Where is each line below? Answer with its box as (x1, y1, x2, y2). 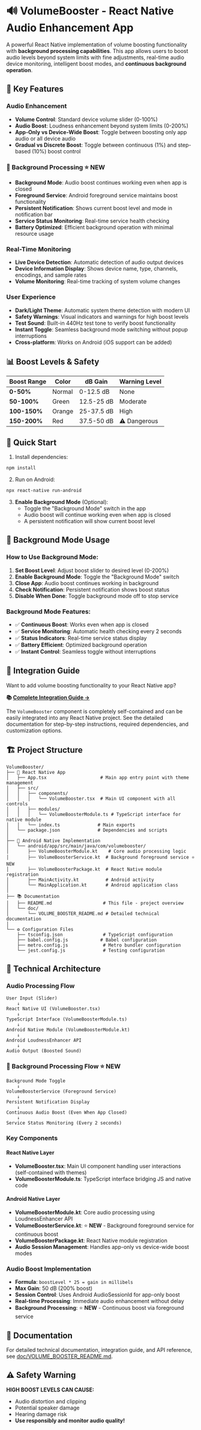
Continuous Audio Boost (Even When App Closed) (6, 1109, 128, 1115)
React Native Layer (6, 1149, 55, 1156)
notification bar (14, 210, 53, 218)
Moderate (119, 397, 147, 406)
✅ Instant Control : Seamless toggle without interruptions (14, 648, 157, 655)
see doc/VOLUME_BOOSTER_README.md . (6, 1352, 113, 1360)
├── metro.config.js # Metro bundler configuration (17, 942, 181, 948)
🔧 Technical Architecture (6, 963, 101, 974)
